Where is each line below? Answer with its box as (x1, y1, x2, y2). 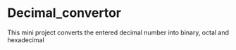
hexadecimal (7, 35, 44, 44)
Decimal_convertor (7, 5, 122, 21)
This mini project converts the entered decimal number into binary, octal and (7, 28, 230, 37)
